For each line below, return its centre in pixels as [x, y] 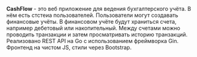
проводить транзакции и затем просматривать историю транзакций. [97, 35]
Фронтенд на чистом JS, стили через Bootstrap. [69, 47]
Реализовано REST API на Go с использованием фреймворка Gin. [93, 41]
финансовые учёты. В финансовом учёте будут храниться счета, [91, 22]
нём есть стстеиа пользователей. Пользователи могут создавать [92, 15]
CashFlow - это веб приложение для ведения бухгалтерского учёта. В [99, 9]
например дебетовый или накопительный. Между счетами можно [93, 28]
